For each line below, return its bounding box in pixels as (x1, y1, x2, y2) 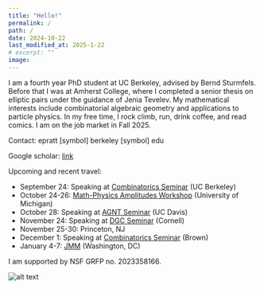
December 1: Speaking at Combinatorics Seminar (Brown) (19, 232, 209, 242)
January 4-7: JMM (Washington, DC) (19, 240, 141, 251)
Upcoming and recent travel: (8, 166, 102, 176)
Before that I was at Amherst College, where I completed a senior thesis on (8, 86, 254, 96)
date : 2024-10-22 (8, 33, 66, 42)
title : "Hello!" (8, 11, 62, 20)
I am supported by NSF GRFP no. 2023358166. (8, 256, 161, 266)
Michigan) (19, 198, 53, 208)
